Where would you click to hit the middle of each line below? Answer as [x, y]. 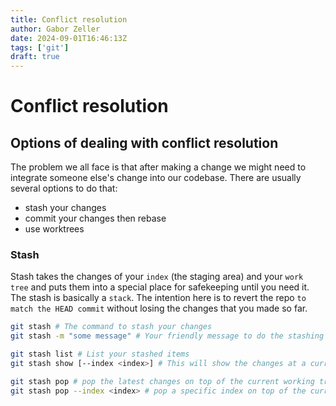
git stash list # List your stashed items [100, 354]
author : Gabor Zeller [55, 29]
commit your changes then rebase [95, 218]
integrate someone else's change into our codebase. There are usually [156, 178]
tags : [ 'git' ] [40, 47]
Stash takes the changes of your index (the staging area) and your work [157, 277]
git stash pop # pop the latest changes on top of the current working [162, 381]
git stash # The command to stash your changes [111, 327]
